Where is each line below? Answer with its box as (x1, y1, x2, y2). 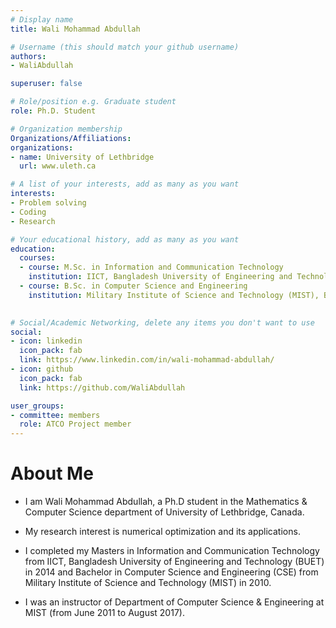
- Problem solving (10, 198, 87, 208)
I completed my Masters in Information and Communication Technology (24, 545, 320, 557)
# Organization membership (10, 124, 123, 134)
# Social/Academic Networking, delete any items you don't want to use (10, 317, 315, 328)
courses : (19, 253, 56, 263)
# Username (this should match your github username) (10, 42, 240, 52)
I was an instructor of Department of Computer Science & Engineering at (24, 596, 325, 608)
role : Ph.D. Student (10, 106, 97, 116)
